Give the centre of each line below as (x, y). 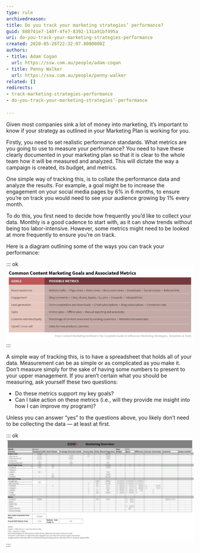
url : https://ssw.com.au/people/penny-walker (69, 75)
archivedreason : (26, 19)
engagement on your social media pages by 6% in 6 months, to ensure (93, 191)
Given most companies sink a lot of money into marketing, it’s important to (97, 124)
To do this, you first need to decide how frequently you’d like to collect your (99, 216)
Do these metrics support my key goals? (64, 394)
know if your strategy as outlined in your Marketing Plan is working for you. (98, 130)
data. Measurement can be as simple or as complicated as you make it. (93, 363)
